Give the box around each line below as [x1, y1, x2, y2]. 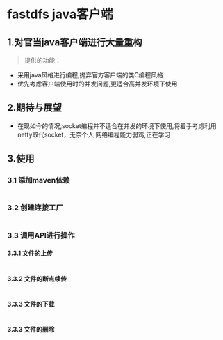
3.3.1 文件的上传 [7, 249, 53, 258]
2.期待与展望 [7, 102, 63, 114]
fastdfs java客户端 [7, 6, 113, 22]
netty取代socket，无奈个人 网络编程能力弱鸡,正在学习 [17, 130, 171, 139]
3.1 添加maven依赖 [7, 176, 71, 185]
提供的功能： [24, 56, 61, 64]
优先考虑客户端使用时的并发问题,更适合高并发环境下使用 [17, 79, 178, 88]
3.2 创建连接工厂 [7, 203, 64, 212]
